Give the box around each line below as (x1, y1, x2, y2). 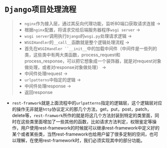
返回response (24, 89, 53, 95)
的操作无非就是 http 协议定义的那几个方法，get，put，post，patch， (11, 106, 152, 112)
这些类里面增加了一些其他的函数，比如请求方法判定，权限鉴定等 (20, 118, 152, 124)
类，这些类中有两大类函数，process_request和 (24, 51, 120, 57)
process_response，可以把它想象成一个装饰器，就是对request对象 (24, 58, 161, 64)
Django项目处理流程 (4, 5, 76, 14)
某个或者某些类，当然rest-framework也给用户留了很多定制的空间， (11, 131, 149, 137)
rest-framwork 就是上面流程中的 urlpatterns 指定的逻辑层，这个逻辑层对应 (11, 99, 162, 105)
